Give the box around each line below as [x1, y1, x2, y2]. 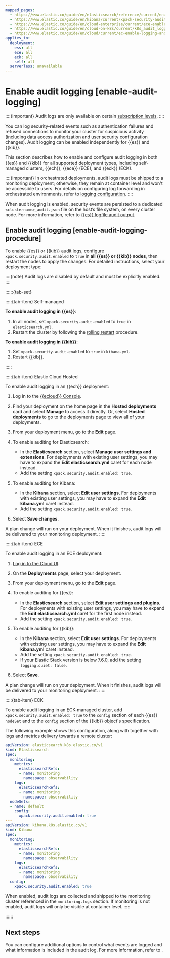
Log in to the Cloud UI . [12, 560, 60, 566]
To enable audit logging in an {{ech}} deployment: [5, 383, 110, 389]
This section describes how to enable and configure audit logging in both [5, 154, 158, 161]
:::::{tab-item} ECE [5, 540, 43, 547]
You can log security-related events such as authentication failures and [5, 123, 154, 129]
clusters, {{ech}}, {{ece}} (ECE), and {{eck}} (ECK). [26, 165, 133, 171]
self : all [14, 59, 35, 64]
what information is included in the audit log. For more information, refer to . [5, 947, 163, 953]
